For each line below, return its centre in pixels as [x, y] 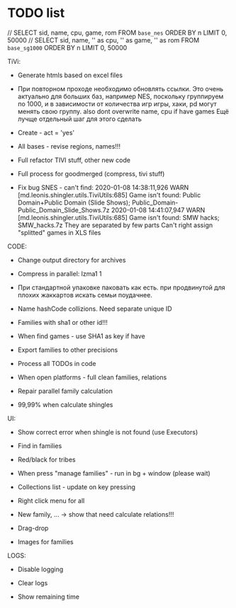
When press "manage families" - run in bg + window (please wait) [114, 473]
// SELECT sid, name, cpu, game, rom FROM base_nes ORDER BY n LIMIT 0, [117, 33]
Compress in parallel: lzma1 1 [60, 273]
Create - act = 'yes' [46, 132]
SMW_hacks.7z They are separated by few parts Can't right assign [115, 225]
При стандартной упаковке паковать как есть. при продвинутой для [121, 287]
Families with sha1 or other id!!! [63, 322]
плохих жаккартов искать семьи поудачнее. [85, 294]
